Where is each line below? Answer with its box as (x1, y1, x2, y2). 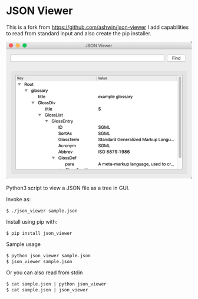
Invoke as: (6, 195, 31, 202)
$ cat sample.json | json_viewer (6, 287, 88, 293)
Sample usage (6, 240, 41, 248)
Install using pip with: (6, 218, 58, 225)
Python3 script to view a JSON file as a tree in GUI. (6, 184, 130, 191)
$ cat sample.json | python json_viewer (6, 281, 107, 287)
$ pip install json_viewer (6, 230, 72, 236)
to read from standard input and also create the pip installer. (6, 29, 152, 36)
